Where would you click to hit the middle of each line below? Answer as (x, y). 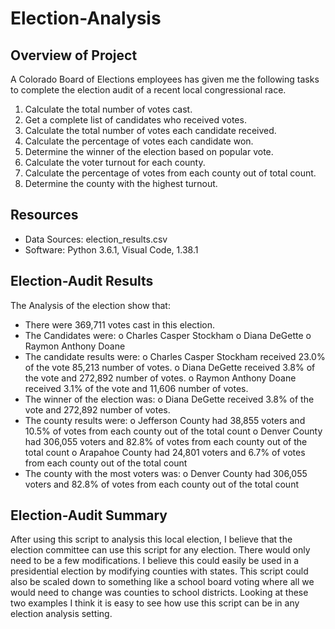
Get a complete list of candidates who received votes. (135, 120)
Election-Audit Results (82, 281)
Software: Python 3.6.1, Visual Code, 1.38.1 (111, 249)
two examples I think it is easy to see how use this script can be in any (155, 603)
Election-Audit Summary (89, 515)
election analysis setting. (61, 614)
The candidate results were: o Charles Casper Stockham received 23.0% (175, 356)
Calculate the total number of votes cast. (108, 109)
